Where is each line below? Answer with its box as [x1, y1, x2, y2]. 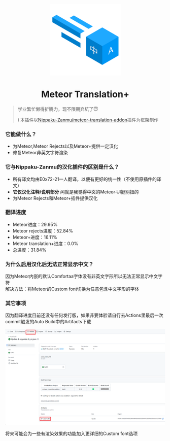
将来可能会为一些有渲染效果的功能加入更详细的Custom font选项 [5, 430, 138, 436]
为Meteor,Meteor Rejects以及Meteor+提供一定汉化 [12, 143, 118, 149]
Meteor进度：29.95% [12, 221, 58, 227]
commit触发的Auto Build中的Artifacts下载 [5, 319, 91, 325]
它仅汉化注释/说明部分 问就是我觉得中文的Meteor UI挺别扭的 [12, 189, 139, 195]
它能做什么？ [5, 130, 37, 138]
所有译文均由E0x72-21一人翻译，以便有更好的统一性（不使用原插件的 [12, 176, 157, 182]
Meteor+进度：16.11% [12, 234, 57, 240]
